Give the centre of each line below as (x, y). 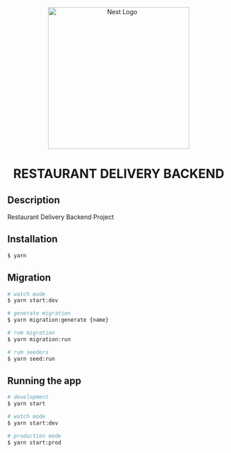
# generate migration (39, 313)
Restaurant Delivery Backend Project (61, 217)
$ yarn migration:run (39, 339)
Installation (32, 239)
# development (28, 397)
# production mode (34, 436)
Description (34, 200)
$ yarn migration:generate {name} (58, 320)
